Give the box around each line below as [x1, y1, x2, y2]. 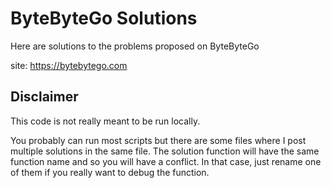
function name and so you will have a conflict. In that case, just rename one [10, 155, 322, 167]
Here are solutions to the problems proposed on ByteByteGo [10, 40, 260, 52]
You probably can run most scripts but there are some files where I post [10, 134, 307, 146]
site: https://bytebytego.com [10, 59, 128, 71]
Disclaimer [10, 88, 79, 106]
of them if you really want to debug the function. [10, 166, 210, 178]
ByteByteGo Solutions [10, 7, 198, 30]
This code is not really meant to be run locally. [10, 115, 201, 127]
